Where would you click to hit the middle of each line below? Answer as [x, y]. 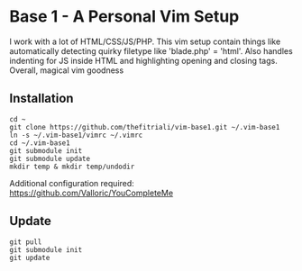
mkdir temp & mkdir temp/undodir [72, 167]
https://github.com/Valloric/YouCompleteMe [92, 193]
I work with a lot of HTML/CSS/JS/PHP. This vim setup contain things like [145, 41]
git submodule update [50, 158]
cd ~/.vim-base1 [40, 143]
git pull [26, 242]
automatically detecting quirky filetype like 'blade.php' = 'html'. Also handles [151, 50]
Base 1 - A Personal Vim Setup [124, 17]
